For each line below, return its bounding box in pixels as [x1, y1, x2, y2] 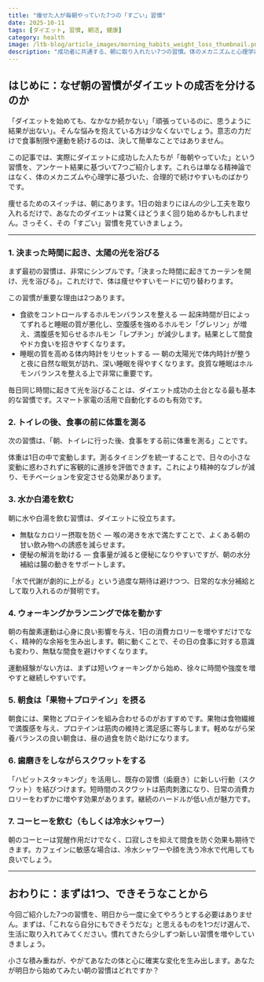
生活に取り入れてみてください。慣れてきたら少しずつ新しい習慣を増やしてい [8, 929, 255, 939]
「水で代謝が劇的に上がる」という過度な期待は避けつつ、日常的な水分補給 [8, 576, 249, 585]
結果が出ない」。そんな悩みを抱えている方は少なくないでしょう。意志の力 [8, 126, 245, 135]
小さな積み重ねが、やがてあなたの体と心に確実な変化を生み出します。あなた [8, 955, 255, 965]
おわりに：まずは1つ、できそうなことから [8, 887, 209, 900]
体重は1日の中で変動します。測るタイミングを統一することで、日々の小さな [8, 453, 251, 462]
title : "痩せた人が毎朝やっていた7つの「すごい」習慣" [8, 11, 167, 20]
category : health [8, 33, 65, 42]
